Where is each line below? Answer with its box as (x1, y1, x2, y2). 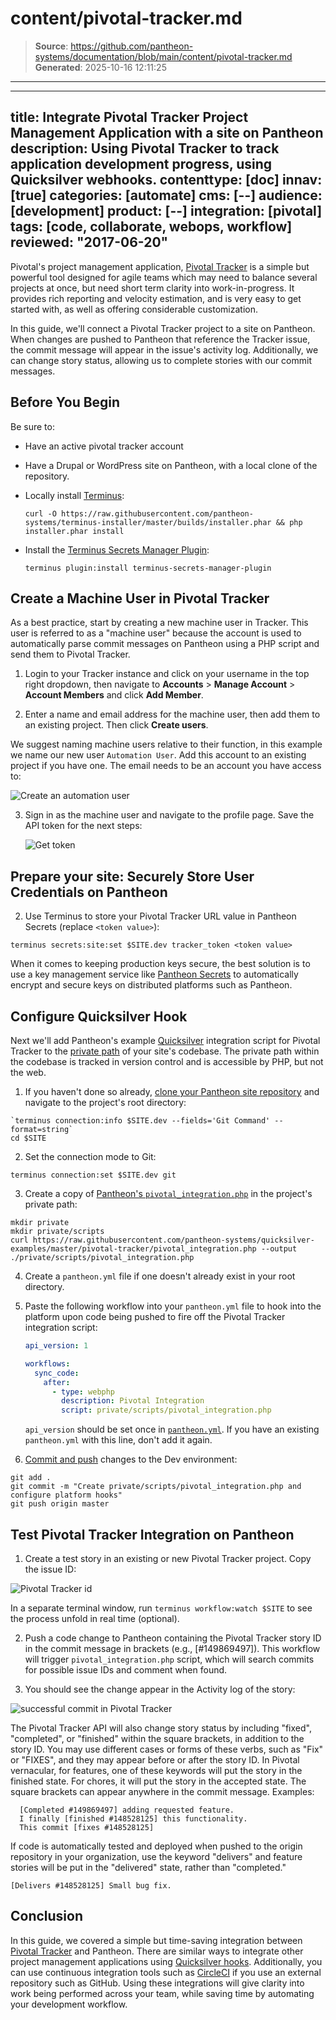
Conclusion (10, 1908, 84, 1925)
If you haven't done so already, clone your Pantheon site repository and (24, 1086, 320, 1097)
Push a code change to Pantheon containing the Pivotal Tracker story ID (24, 1632, 322, 1644)
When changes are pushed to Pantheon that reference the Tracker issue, (10, 333, 311, 345)
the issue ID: (24, 1563, 77, 1575)
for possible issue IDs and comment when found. (24, 1663, 228, 1676)
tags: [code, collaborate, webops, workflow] (10, 218, 293, 236)
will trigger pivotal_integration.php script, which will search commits (24, 1653, 315, 1665)
